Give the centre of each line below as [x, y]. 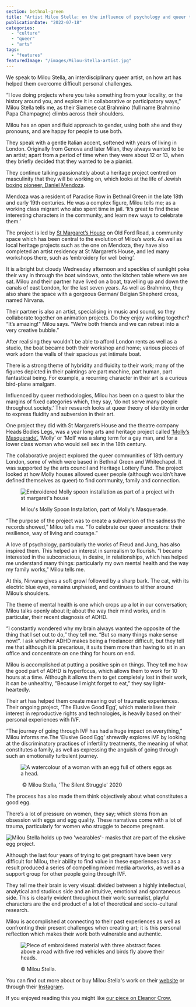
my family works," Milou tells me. [46, 569]
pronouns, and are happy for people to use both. [64, 131]
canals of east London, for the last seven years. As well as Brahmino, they [95, 287]
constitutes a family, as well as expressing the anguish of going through [92, 749]
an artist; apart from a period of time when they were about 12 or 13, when [95, 155]
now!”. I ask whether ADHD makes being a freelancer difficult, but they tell [95, 641]
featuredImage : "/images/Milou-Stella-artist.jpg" [69, 60]
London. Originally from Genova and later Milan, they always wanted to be [95, 149]
